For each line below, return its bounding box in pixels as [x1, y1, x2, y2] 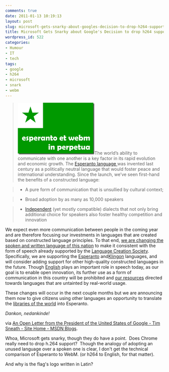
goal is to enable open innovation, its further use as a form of [5, 269, 132, 275]
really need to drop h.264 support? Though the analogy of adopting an [5, 340, 153, 346]
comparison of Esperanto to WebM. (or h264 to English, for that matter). [5, 351, 155, 357]
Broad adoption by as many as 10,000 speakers [25, 196, 124, 202]
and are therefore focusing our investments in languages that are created [5, 232, 157, 238]
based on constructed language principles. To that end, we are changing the [5, 237, 163, 243]
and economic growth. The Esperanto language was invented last [17, 160, 153, 166]
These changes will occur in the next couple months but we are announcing [5, 290, 162, 296]
